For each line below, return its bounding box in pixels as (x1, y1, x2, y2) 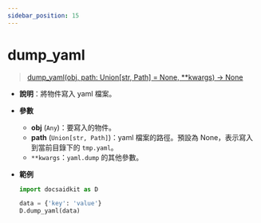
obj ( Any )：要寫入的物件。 (30, 123, 117, 132)
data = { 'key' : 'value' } (18, 200, 102, 208)
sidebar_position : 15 (7, 11, 80, 20)
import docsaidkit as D (18, 185, 99, 194)
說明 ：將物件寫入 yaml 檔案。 (18, 88, 117, 98)
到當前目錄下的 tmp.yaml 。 (30, 143, 118, 152)
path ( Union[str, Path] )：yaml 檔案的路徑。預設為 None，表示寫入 (30, 132, 253, 142)
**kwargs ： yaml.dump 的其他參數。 (30, 152, 144, 162)
